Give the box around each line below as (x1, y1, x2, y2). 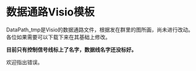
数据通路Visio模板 (6, 5, 95, 19)
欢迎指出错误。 (6, 59, 43, 66)
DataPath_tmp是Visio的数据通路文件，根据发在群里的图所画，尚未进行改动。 (6, 26, 194, 33)
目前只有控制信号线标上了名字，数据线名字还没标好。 (6, 46, 137, 53)
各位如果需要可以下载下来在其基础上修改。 (6, 33, 111, 40)
